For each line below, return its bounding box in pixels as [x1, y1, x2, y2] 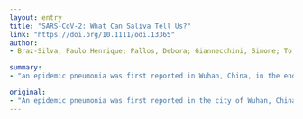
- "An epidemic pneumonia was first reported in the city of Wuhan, [9, 96, 272, 105]
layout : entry [9, 13, 63, 23]
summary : [9, 63, 42, 72]
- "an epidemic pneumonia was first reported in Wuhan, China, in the [9, 71, 280, 81]
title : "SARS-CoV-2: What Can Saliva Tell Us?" [9, 22, 192, 31]
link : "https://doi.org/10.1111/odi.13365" [9, 30, 176, 39]
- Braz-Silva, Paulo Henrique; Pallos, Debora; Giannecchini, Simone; [9, 47, 280, 56]
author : [9, 38, 39, 48]
